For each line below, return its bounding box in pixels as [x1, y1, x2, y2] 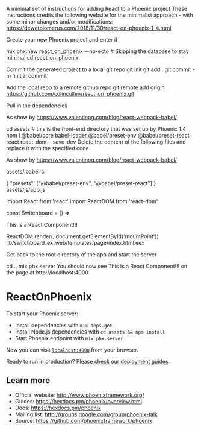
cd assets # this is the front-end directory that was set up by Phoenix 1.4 [6, 125, 187, 132]
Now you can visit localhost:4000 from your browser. [6, 346, 138, 353]
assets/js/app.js [6, 186, 46, 193]
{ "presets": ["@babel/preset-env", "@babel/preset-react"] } [6, 180, 156, 186]
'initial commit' [12, 72, 49, 79]
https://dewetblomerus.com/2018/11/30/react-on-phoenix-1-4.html [6, 24, 172, 31]
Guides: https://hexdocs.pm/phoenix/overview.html [14, 397, 143, 405]
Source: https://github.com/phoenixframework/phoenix [14, 417, 152, 424]
